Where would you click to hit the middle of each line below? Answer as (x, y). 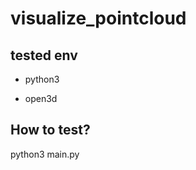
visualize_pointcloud (98, 18)
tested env (44, 55)
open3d (41, 98)
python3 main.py (45, 154)
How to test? (50, 130)
